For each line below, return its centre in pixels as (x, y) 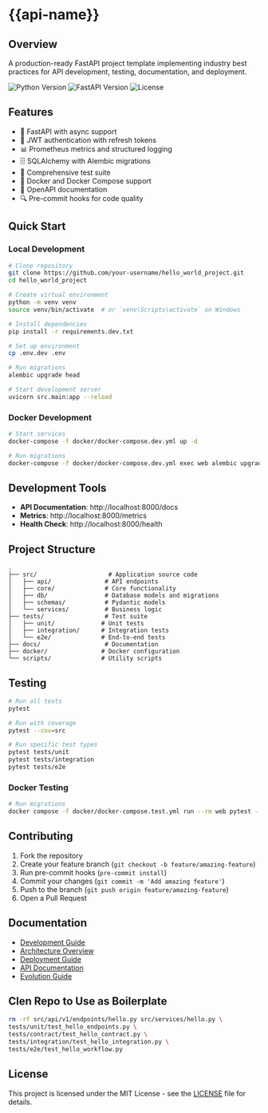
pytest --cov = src (37, 730)
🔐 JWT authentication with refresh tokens (88, 140)
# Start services (37, 434)
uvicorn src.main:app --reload (60, 397)
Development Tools (57, 488)
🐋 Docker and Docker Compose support (85, 180)
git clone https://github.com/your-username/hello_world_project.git (126, 273)
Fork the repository (51, 855)
